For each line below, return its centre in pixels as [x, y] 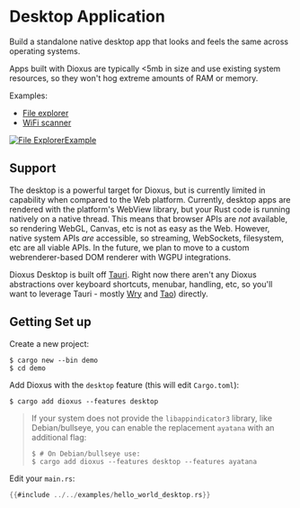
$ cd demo [28, 368]
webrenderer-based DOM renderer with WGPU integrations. [120, 257]
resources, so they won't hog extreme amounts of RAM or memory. [134, 77]
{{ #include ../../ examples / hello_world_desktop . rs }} [110, 494]
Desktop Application [88, 17]
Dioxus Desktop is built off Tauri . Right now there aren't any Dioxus [133, 274]
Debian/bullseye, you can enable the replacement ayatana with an [153, 427]
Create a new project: [49, 343]
